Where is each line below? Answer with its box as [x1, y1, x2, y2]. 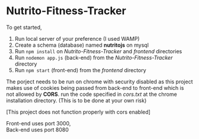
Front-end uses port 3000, [6, 119, 71, 127]
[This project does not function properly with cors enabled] [6, 108, 151, 115]
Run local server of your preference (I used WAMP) [14, 35, 140, 42]
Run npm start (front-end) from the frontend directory [14, 66, 146, 73]
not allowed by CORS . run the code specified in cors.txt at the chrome [6, 90, 178, 98]
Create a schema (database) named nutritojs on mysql [14, 41, 149, 49]
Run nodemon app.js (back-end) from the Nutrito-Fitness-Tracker [14, 54, 173, 61]
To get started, [6, 24, 43, 31]
